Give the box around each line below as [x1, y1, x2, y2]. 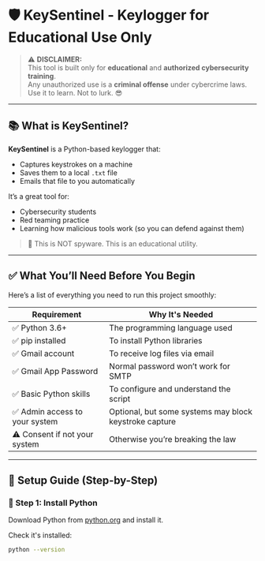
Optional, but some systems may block [109, 406, 252, 417]
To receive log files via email [109, 348, 215, 359]
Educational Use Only [8, 28, 152, 47]
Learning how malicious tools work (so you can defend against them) [19, 223, 244, 233]
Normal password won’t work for [109, 361, 231, 372]
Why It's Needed [148, 309, 214, 320]
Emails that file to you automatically [19, 176, 136, 185]
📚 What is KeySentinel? [8, 119, 129, 133]
